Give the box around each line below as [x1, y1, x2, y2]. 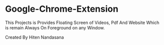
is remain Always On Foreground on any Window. [5, 24, 105, 30]
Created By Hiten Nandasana [5, 34, 64, 40]
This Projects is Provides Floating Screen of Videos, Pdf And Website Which [5, 20, 160, 25]
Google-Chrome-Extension [5, 3, 119, 15]
